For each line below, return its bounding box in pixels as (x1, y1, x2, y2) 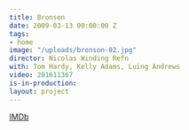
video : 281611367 (9, 71, 74, 80)
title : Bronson (9, 12, 66, 22)
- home (9, 37, 34, 47)
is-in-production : (9, 79, 77, 88)
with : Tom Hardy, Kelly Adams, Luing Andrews (9, 63, 180, 72)
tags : (9, 29, 29, 38)
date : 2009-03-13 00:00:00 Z (9, 21, 117, 30)
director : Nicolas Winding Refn (9, 54, 129, 63)
